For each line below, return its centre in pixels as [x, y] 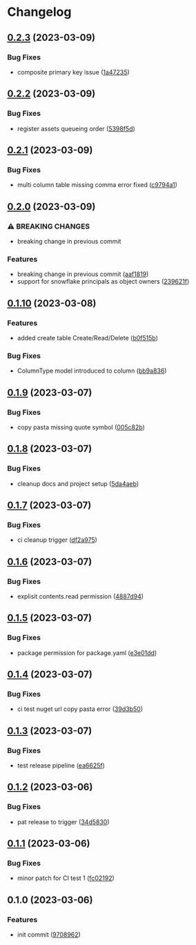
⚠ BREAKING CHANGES [49, 226]
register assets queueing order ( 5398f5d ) [76, 128]
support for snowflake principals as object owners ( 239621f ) [103, 282]
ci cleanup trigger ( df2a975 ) [57, 540]
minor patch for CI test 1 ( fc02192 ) [66, 878]
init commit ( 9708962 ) [49, 935]
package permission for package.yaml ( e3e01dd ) [87, 652]
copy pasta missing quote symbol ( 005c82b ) [81, 427]
